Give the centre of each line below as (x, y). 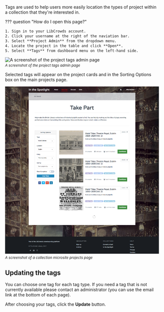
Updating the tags (33, 273)
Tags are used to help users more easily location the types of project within (81, 7)
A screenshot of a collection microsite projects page (49, 258)
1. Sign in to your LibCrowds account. (46, 31)
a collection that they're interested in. (42, 12)
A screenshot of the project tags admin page (43, 65)
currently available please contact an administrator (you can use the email (79, 290)
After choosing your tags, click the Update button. (55, 304)
